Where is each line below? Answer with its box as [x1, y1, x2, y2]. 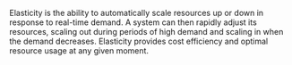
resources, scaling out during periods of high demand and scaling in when [9, 27, 284, 37]
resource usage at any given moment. [9, 45, 150, 56]
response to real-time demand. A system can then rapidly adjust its [9, 17, 257, 28]
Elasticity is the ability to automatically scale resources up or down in [9, 8, 264, 18]
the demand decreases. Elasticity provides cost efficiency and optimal [9, 36, 269, 46]
